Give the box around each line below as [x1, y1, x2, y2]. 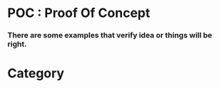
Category [7, 65, 65, 82]
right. [7, 39, 27, 49]
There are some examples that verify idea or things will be [7, 31, 213, 40]
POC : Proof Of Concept [7, 5, 151, 21]
